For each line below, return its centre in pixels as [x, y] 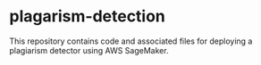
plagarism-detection [87, 16]
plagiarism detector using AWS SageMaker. [89, 50]
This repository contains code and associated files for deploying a [131, 41]
